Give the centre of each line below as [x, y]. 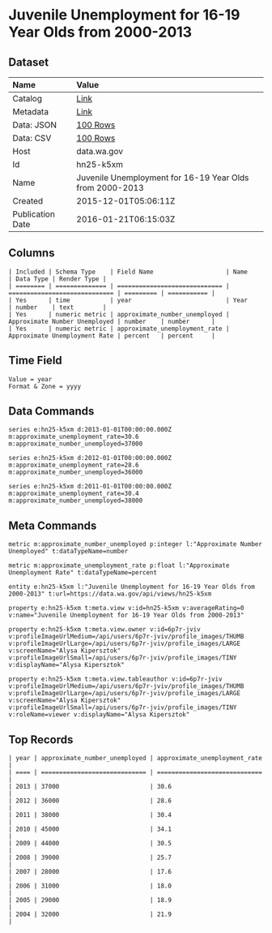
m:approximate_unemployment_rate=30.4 [74, 494]
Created [28, 201]
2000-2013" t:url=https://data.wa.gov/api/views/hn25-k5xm [110, 594]
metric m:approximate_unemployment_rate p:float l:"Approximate [119, 565]
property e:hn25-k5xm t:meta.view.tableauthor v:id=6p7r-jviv [115, 679]
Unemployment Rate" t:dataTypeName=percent [83, 573]
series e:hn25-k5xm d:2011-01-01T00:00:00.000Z [90, 487]
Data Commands [51, 411]
